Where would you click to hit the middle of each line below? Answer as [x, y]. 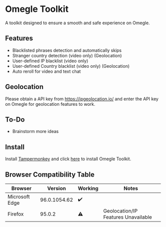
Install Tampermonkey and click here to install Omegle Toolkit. [68, 159]
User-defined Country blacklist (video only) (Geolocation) [71, 66]
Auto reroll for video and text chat [46, 71]
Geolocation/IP [120, 211]
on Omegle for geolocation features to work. [50, 104]
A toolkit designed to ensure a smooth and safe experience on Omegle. [78, 23]
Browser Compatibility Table [50, 174]
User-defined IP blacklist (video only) [50, 61]
